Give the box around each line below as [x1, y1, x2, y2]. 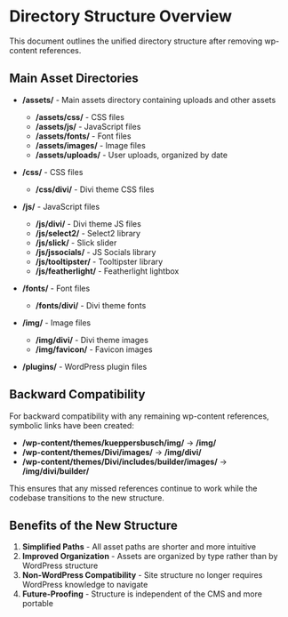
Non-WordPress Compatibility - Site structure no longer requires [21, 570, 263, 581]
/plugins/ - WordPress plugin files [21, 361, 148, 372]
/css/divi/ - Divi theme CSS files [35, 184, 155, 195]
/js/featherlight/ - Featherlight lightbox [35, 265, 180, 276]
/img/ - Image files [21, 317, 92, 328]
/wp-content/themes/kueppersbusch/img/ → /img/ [21, 437, 217, 448]
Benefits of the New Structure [9, 517, 178, 533]
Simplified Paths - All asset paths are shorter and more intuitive [21, 541, 256, 552]
